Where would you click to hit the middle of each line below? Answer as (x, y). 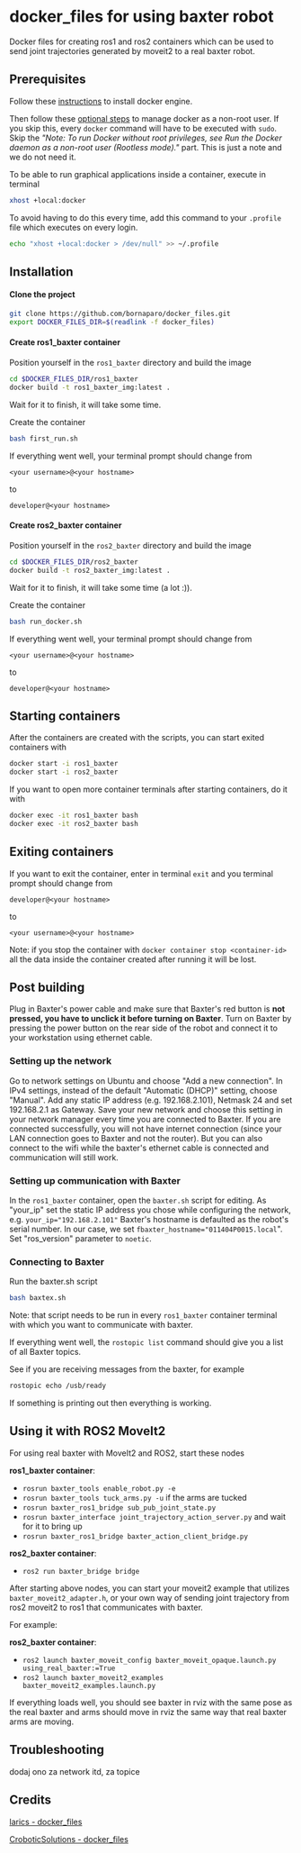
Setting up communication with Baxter (95, 1180)
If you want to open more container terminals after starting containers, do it (148, 789)
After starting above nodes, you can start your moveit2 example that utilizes (150, 1588)
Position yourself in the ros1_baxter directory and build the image (130, 363)
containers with (38, 747)
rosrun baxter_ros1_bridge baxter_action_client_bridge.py (135, 1536)
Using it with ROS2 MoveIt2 (88, 1431)
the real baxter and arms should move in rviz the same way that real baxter (148, 1712)
